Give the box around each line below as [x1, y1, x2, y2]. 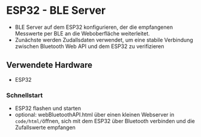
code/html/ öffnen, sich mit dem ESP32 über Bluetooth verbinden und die [14, 118, 195, 125]
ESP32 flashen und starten [14, 105, 82, 112]
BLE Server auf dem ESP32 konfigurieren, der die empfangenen [14, 23, 173, 31]
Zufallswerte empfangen [14, 124, 76, 131]
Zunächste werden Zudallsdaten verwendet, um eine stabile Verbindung [14, 36, 193, 43]
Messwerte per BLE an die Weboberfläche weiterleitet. [14, 29, 150, 37]
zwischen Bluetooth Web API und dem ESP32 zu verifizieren [14, 43, 164, 50]
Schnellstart [6, 91, 43, 99]
